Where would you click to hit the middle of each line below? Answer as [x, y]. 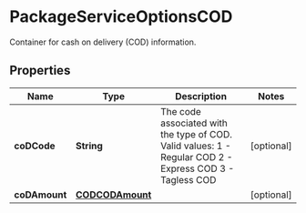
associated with [194, 123]
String [89, 146]
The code [181, 111]
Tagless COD [189, 179]
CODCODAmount [114, 195]
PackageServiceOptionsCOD [121, 17]
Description [201, 96]
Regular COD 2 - [197, 157]
